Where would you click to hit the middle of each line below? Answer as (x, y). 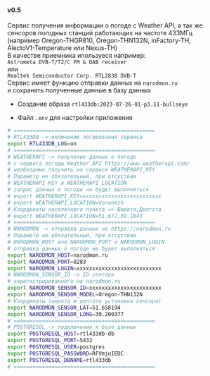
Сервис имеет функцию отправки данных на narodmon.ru (92, 83)
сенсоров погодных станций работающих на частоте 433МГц (100, 33)
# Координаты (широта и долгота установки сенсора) (84, 301)
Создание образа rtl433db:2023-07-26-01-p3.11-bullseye (103, 104)
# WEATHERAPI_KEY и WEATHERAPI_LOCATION (67, 183)
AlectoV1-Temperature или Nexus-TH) (63, 48)
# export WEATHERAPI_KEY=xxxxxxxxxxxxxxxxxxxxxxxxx (84, 196)
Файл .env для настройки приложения (75, 118)
